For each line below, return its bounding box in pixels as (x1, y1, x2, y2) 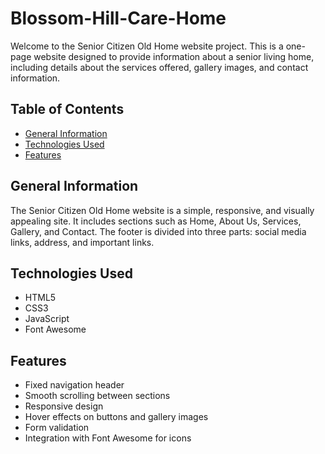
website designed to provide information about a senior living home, (33, 50, 315, 62)
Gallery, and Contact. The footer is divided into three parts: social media (10, 225, 307, 237)
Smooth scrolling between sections (24, 390, 171, 402)
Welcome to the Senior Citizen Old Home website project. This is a (10, 40, 284, 52)
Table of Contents (10, 101, 125, 118)
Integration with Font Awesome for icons (24, 432, 192, 444)
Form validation (24, 422, 90, 434)
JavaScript (24, 313, 70, 325)
